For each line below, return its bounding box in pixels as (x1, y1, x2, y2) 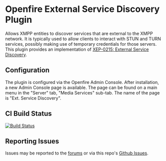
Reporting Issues (5, 137, 59, 145)
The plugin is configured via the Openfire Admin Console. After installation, (5, 79, 160, 85)
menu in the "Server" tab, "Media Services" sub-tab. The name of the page (5, 89, 160, 95)
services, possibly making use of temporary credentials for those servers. (5, 41, 157, 47)
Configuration (5, 66, 50, 75)
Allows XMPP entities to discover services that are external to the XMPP (5, 30, 153, 36)
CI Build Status (5, 109, 52, 118)
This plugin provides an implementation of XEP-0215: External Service (5, 46, 149, 52)
